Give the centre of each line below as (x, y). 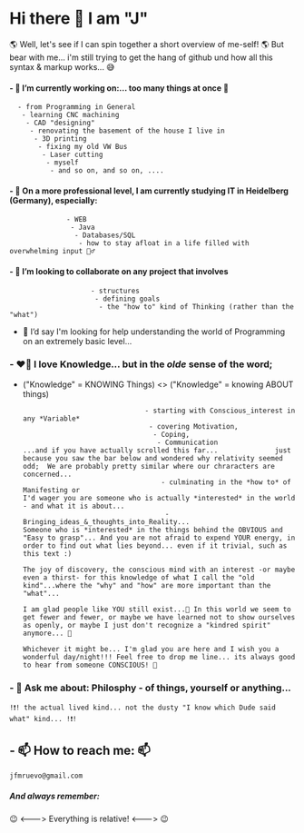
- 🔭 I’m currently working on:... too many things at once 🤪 (119, 88)
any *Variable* (51, 418)
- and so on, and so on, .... (107, 171)
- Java (83, 228)
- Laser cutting (73, 155)
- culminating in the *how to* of (226, 482)
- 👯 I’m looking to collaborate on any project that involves (119, 271)
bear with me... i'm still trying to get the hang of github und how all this (142, 57)
